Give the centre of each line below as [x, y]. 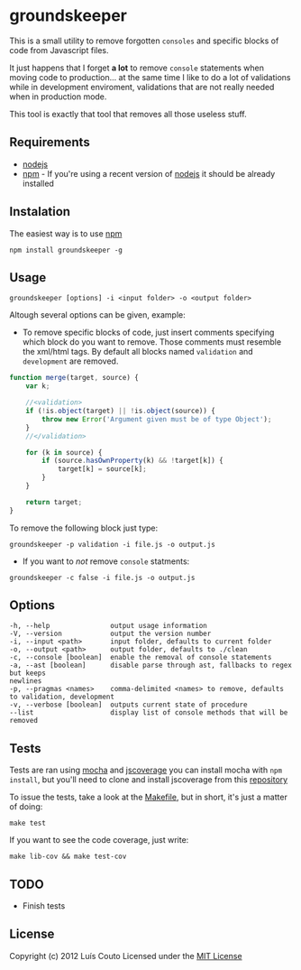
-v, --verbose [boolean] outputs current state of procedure [128, 705]
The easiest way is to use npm [66, 233]
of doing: [26, 807]
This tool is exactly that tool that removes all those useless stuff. [128, 114]
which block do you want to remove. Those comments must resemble [152, 342]
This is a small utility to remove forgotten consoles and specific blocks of [144, 41]
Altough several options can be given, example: [98, 315]
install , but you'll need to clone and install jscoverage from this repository [149, 780]
